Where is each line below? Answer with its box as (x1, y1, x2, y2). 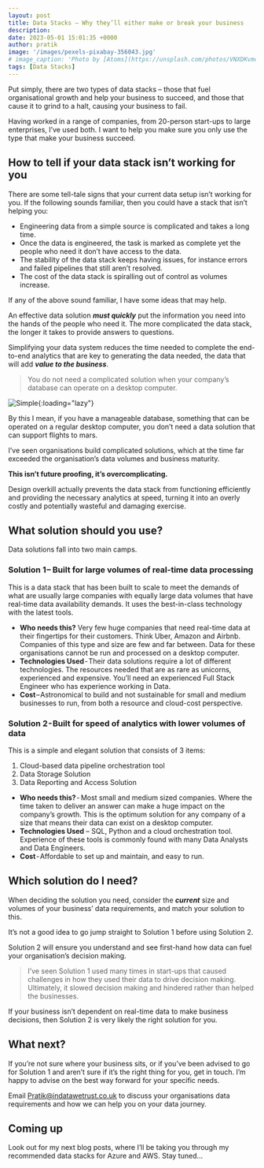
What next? (8, 1038, 66, 1051)
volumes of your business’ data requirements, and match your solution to (8, 903, 245, 913)
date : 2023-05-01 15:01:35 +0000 (8, 33, 118, 42)
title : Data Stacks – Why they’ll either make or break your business (8, 19, 244, 27)
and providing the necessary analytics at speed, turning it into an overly (8, 493, 240, 502)
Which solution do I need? (8, 874, 138, 887)
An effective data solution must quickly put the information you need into (8, 311, 246, 320)
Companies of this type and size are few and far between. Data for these (19, 639, 255, 649)
